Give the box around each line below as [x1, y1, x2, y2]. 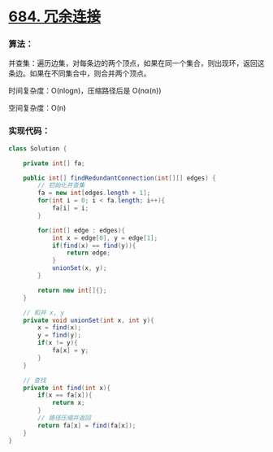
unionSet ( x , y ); [51, 264, 107, 272]
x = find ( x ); [37, 324, 82, 332]
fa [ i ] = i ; [51, 204, 89, 212]
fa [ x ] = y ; [51, 346, 89, 354]
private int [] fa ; [23, 159, 85, 167]
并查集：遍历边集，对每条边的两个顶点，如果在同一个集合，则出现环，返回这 [8, 59, 265, 68]
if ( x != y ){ [37, 339, 79, 347]
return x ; [51, 399, 85, 407]
